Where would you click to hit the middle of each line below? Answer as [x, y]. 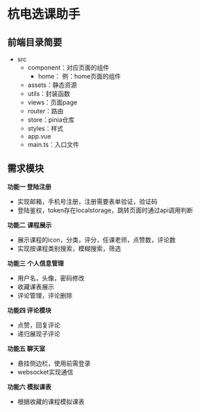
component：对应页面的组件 [68, 68]
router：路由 [45, 111]
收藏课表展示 [35, 287]
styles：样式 [45, 128]
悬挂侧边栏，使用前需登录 [54, 363]
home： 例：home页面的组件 [80, 76]
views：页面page [52, 102]
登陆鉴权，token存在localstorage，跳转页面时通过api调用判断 [105, 210]
